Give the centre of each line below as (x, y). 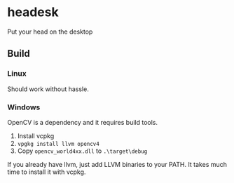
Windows (24, 107)
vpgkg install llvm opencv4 (58, 144)
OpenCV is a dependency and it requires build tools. (83, 122)
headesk (33, 12)
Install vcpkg (36, 136)
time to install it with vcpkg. (47, 172)
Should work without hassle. (48, 89)
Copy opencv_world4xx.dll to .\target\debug (82, 151)
